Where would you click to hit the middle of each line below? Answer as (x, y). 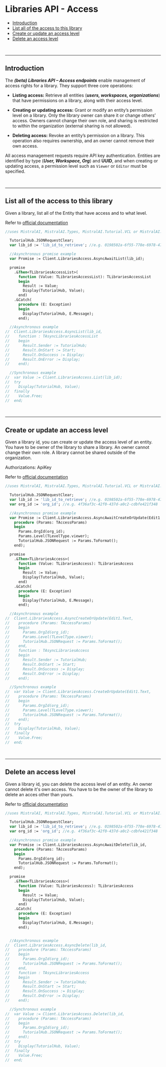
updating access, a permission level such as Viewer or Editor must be (76, 166)
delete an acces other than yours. (39, 794)
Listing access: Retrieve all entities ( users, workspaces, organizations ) (86, 95)
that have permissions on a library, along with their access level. (78, 100)
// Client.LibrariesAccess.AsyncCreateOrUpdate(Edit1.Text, (69, 619)
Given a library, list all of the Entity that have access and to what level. (76, 213)
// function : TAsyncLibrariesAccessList (52, 337)
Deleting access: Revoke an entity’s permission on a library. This (78, 135)
